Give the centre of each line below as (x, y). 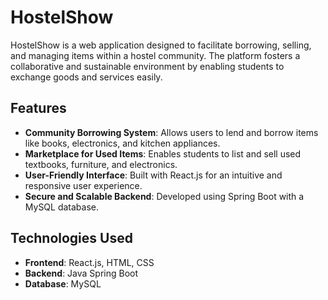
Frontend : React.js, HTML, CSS (89, 262)
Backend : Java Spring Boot (81, 273)
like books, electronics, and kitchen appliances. (122, 143)
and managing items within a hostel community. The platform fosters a (155, 55)
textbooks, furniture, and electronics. (101, 164)
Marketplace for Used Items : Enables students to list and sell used (163, 153)
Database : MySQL (63, 283)
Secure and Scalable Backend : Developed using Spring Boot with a (164, 196)
